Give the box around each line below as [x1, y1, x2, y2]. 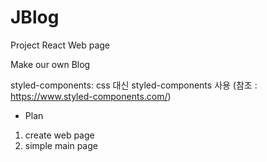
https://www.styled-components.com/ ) [10, 90, 172, 102]
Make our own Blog [10, 58, 91, 70]
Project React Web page [10, 39, 110, 51]
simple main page [24, 139, 98, 151]
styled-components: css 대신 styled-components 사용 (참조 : [10, 79, 258, 91]
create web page [24, 129, 95, 141]
